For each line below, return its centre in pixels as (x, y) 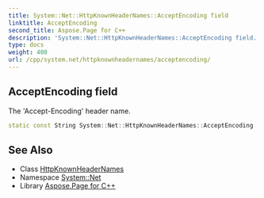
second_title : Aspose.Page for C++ (67, 30)
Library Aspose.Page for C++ (68, 186)
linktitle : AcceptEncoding (53, 23)
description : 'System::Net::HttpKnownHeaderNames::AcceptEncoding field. (133, 38)
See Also (31, 150)
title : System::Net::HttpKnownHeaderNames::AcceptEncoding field (118, 15)
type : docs (26, 45)
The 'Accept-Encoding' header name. (69, 111)
